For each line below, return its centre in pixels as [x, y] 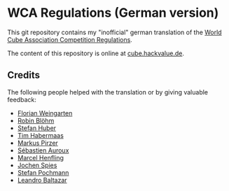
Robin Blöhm [36, 120]
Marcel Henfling [41, 157]
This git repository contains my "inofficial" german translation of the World [114, 32]
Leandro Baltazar [42, 180]
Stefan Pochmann [43, 172]
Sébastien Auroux [43, 150]
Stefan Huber [37, 128]
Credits [24, 75]
